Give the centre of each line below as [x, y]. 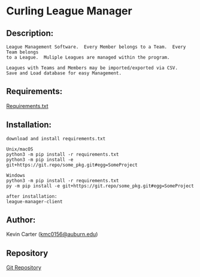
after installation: [32, 196]
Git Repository [24, 267]
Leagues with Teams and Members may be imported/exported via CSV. [92, 68]
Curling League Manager [69, 11]
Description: [30, 33]
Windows [16, 175]
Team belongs [22, 52]
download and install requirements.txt [56, 138]
